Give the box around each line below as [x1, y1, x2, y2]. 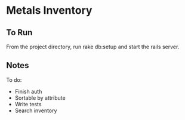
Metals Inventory [6, 4, 92, 17]
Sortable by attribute [14, 94, 66, 101]
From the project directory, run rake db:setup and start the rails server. [6, 43, 180, 50]
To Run [6, 27, 33, 38]
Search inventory [14, 107, 57, 114]
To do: [6, 76, 22, 84]
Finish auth [14, 88, 42, 95]
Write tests [14, 100, 42, 107]
